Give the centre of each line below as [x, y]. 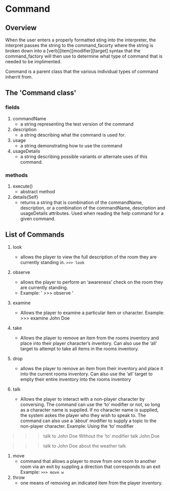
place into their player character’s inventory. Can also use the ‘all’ [89, 343]
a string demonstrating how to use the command [71, 145]
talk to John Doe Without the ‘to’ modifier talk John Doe [101, 436]
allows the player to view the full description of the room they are [88, 257]
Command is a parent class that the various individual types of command [82, 71]
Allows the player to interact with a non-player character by [82, 399]
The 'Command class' [41, 93]
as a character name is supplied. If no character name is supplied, [89, 410]
